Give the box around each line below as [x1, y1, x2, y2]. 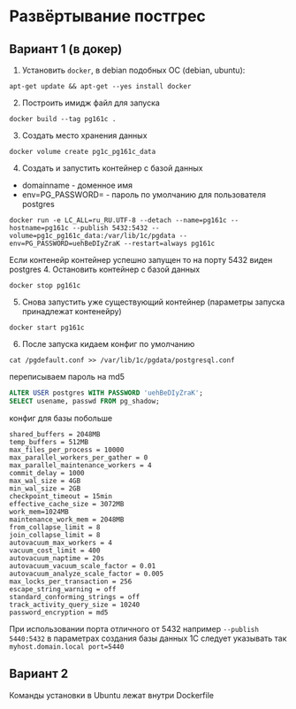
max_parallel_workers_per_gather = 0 [9, 453, 148, 462]
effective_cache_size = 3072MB [9, 499, 125, 508]
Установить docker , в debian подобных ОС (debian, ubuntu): [21, 65, 246, 75]
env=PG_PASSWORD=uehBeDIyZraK [9, 239, 121, 248]
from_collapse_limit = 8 [9, 522, 101, 532]
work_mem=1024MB [9, 507, 69, 516]
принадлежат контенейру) [21, 306, 122, 316]
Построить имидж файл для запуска [21, 97, 161, 108]
